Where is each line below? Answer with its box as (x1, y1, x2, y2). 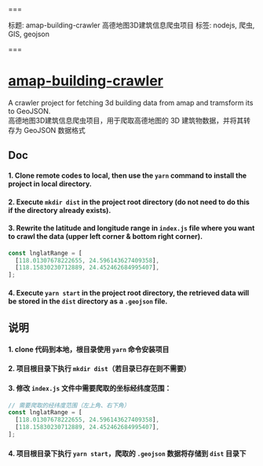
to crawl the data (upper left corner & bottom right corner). (8, 232, 203, 241)
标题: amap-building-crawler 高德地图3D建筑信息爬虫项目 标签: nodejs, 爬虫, (8, 20, 255, 30)
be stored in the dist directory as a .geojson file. (8, 296, 168, 306)
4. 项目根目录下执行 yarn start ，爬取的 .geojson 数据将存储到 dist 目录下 (8, 449, 247, 458)
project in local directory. (8, 178, 93, 189)
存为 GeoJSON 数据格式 (8, 125, 86, 134)
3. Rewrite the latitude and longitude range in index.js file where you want (8, 223, 255, 233)
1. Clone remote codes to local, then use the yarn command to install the (8, 171, 247, 180)
